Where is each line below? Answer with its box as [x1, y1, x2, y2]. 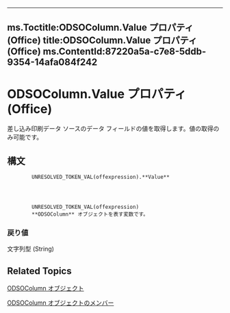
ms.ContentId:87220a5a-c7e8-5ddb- [42, 46, 207, 58]
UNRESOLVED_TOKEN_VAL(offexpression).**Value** [31, 174, 170, 181]
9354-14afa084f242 [7, 56, 98, 68]
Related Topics [7, 265, 72, 277]
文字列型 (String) [7, 245, 55, 253]
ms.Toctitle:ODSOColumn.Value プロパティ [7, 22, 194, 34]
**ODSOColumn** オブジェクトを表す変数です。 [31, 211, 149, 218]
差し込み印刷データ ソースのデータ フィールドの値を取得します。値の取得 [7, 125, 214, 133]
